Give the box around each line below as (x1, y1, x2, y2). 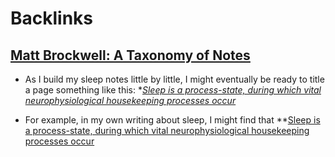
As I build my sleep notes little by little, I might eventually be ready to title (24, 73, 325, 85)
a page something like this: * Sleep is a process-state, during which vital (24, 84, 322, 96)
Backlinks (10, 7, 94, 30)
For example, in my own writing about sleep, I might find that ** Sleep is (24, 114, 321, 126)
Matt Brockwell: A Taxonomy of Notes (10, 47, 251, 64)
